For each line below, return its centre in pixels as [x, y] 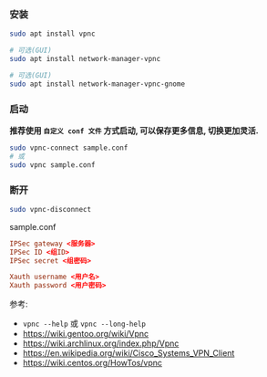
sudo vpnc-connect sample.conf [69, 148]
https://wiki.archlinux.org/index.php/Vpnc [101, 343]
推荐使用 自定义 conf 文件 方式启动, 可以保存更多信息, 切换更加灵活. [134, 131]
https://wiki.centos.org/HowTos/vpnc [92, 363]
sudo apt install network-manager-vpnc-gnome [97, 84]
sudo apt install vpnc [52, 34]
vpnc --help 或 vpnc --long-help [84, 324]
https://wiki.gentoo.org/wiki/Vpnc [86, 334]
